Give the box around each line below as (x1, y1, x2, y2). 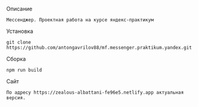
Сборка (6, 55, 26, 63)
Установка (6, 27, 34, 35)
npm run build (6, 67, 43, 73)
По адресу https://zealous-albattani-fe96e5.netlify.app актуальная (6, 89, 184, 95)
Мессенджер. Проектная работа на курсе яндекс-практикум (6, 17, 154, 23)
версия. (6, 95, 26, 101)
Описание (6, 5, 32, 12)
